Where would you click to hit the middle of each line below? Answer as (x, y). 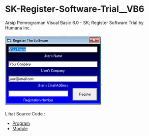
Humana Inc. (18, 27)
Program (21, 123)
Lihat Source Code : (25, 113)
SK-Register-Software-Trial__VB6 (75, 9)
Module (20, 128)
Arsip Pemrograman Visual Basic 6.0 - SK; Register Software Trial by (74, 23)
